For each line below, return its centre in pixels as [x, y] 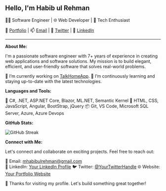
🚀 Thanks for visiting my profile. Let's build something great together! [76, 183]
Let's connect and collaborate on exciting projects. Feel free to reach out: [80, 151]
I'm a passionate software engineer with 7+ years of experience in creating [82, 56]
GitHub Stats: [19, 123]
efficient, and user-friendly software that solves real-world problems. [75, 66]
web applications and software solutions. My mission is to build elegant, [78, 61]
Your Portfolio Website [28, 174]
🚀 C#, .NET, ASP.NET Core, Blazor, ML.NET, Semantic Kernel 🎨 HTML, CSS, [82, 100]
